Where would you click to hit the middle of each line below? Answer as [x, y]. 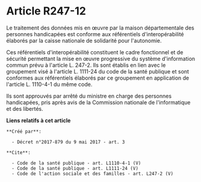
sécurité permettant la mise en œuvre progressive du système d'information [101, 58]
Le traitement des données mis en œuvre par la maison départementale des [100, 28]
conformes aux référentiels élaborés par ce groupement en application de [98, 78]
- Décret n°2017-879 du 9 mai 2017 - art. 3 [68, 142]
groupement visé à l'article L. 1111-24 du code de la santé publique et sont [98, 71]
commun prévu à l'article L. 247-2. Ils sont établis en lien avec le [86, 65]
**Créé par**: [24, 131]
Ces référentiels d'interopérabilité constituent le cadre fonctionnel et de [95, 52]
